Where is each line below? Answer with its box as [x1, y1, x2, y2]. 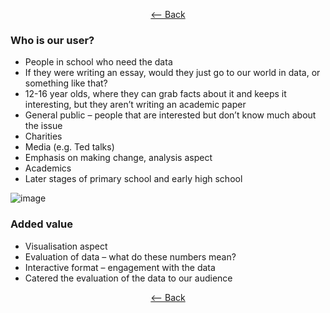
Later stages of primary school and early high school [24, 173, 243, 185]
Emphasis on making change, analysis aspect [24, 152, 213, 164]
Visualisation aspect [24, 240, 108, 252]
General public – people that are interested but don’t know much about [24, 109, 317, 121]
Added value [10, 217, 73, 231]
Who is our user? [10, 33, 95, 47]
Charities [24, 130, 63, 143]
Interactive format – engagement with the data [24, 261, 216, 273]
